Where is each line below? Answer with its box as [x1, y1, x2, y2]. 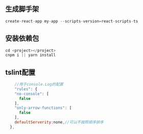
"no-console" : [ [14, 91, 50, 96]
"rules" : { [14, 86, 38, 92]
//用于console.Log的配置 [14, 82, 64, 87]
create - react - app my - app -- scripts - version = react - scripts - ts [5, 18, 138, 24]
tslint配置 [5, 68, 36, 76]
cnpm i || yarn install [5, 52, 56, 58]
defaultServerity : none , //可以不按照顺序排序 [14, 120, 104, 125]
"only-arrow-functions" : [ [14, 105, 72, 111]
